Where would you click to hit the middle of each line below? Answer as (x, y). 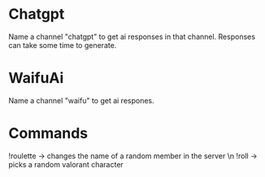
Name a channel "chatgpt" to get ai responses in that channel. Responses (132, 37)
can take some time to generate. (63, 45)
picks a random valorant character (66, 164)
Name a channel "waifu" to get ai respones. (81, 100)
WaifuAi (36, 78)
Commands (48, 134)
